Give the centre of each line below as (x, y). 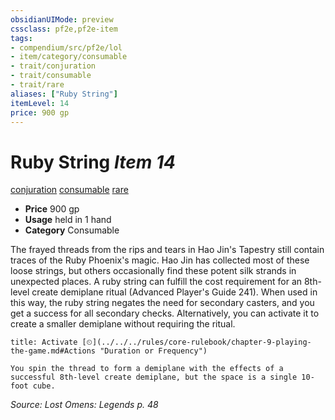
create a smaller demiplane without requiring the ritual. (123, 324)
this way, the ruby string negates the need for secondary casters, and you (162, 303)
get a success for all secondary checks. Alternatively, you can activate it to (165, 313)
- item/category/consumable (69, 57)
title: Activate (44, 342)
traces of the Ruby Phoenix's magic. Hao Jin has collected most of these (160, 260)
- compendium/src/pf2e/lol (66, 47)
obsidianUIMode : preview (62, 19)
